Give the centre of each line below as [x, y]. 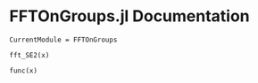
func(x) [24, 71]
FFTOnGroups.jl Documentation [129, 16]
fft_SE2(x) [29, 55]
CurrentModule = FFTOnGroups [63, 40]
